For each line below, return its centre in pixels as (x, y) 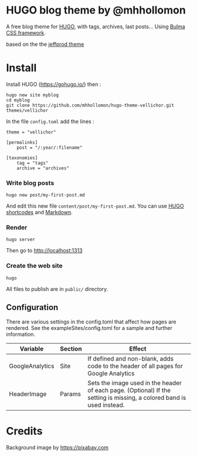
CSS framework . (26, 32)
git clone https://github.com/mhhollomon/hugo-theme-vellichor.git (90, 105)
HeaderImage (28, 393)
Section (71, 349)
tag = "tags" (33, 163)
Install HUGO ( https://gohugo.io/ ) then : (54, 84)
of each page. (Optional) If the (129, 390)
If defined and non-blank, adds (131, 358)
